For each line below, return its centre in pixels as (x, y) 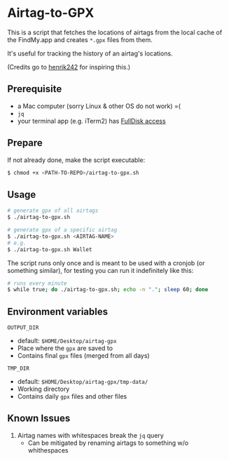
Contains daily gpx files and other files (72, 396)
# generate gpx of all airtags (53, 211)
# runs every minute (37, 283)
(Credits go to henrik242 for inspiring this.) (69, 67)
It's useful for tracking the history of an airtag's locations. (90, 53)
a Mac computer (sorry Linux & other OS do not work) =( (99, 106)
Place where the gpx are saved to (65, 348)
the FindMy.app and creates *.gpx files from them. (80, 39)
